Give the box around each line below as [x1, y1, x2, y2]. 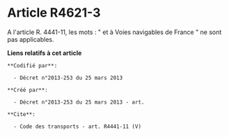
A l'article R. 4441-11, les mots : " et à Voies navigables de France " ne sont [7, 28, 222, 36]
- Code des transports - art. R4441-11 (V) [13, 123, 141, 130]
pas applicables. [7, 35, 54, 43]
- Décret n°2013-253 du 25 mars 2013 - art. [13, 99, 145, 106]
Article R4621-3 [7, 5, 101, 21]
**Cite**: [7, 111, 36, 118]
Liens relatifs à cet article [7, 49, 82, 57]
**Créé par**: [7, 86, 49, 93]
